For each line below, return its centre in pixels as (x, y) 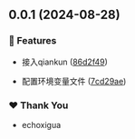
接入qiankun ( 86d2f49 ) (64, 62)
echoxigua (41, 124)
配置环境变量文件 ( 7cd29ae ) (74, 81)
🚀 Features (33, 41)
